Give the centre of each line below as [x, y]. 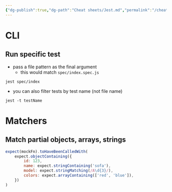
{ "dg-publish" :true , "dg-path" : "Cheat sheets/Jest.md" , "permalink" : [79, 10]
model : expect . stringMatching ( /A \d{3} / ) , [69, 171]
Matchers [26, 121]
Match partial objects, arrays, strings [66, 140]
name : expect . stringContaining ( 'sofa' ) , [67, 166]
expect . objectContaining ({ [43, 156]
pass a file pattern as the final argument [55, 67]
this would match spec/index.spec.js [60, 72]
